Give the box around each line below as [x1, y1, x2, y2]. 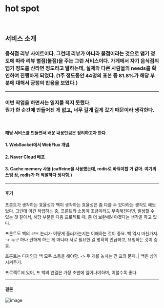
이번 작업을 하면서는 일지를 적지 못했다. [5, 99, 91, 106]
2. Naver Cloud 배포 [5, 154, 45, 160]
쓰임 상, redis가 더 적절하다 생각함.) [5, 172, 72, 178]
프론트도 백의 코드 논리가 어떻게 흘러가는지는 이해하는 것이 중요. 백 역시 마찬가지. [5, 230, 159, 237]
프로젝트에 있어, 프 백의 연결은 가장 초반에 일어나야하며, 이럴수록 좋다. [5, 269, 138, 276]
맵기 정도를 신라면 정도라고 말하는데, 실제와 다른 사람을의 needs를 [5, 65, 151, 72]
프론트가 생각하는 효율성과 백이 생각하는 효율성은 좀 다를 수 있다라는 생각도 [5, 202, 147, 208]
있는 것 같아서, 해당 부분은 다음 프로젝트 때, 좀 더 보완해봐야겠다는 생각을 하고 [5, 214, 152, 220]
